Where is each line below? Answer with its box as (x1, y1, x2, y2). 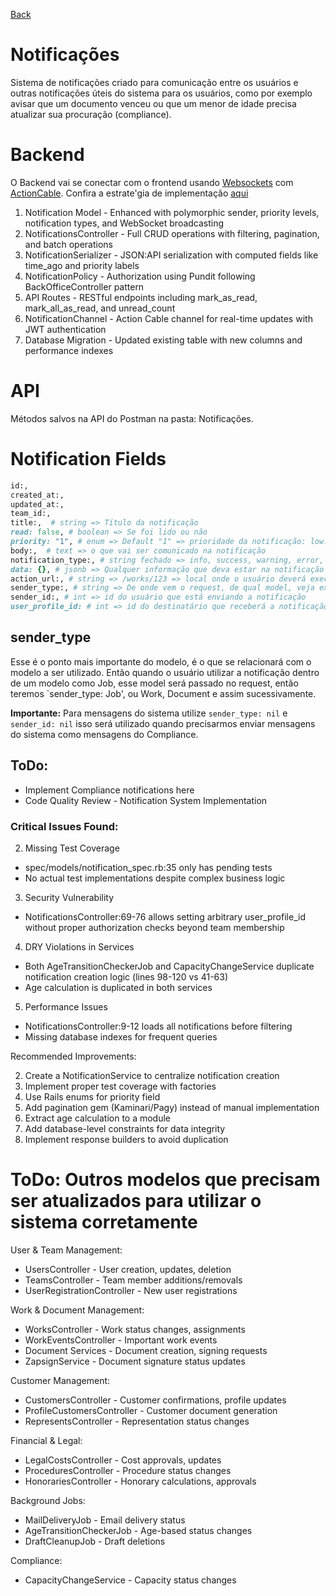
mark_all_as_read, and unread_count (24, 302, 176, 314)
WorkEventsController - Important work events (24, 1334, 218, 1346)
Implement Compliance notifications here (24, 784, 195, 796)
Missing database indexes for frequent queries (24, 1030, 218, 1043)
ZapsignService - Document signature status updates (24, 1355, 246, 1367)
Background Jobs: (10, 1494, 86, 1506)
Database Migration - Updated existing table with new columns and (24, 334, 303, 346)
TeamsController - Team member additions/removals (24, 1274, 243, 1286)
